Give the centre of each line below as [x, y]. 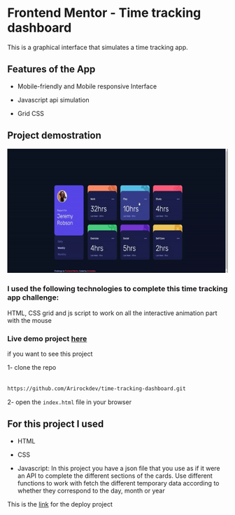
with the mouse [30, 320]
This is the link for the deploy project [60, 504]
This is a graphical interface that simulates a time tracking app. [98, 47]
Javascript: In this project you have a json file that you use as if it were [119, 468]
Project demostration [54, 136]
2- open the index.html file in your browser [69, 402]
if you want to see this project [50, 354]
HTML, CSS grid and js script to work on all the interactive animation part [113, 313]
